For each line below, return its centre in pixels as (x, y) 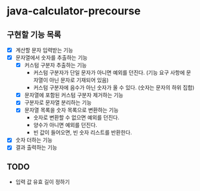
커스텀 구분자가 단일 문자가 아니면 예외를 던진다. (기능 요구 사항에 (109, 72)
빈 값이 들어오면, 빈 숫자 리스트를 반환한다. (82, 132)
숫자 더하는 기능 (34, 140)
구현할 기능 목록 (34, 34)
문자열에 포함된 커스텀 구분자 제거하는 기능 (74, 95)
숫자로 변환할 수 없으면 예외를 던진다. (76, 117)
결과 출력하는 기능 (36, 147)
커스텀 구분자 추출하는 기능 (56, 65)
